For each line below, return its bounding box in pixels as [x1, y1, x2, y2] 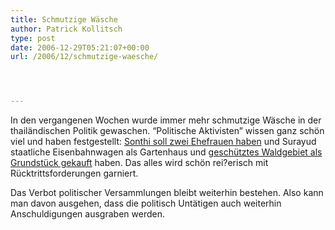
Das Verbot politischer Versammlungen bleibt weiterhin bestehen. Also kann [10, 187, 324, 199]
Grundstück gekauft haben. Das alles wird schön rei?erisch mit [10, 157, 269, 169]
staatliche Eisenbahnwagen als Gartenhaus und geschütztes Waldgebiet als [10, 146, 323, 158]
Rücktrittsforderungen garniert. [10, 167, 139, 180]
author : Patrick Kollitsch [10, 24, 123, 34]
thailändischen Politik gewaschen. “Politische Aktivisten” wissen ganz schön [10, 125, 325, 137]
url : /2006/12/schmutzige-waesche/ [10, 52, 159, 62]
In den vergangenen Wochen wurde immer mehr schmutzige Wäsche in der [10, 114, 322, 126]
